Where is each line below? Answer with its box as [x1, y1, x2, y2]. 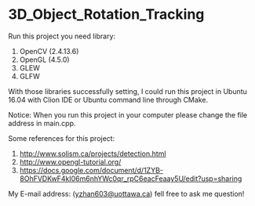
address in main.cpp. [8, 118, 76, 128]
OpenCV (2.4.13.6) [19, 46, 79, 56]
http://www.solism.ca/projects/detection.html [19, 149, 166, 158]
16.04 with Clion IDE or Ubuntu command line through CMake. [8, 95, 209, 104]
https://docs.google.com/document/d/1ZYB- [19, 165, 163, 175]
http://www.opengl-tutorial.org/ [19, 157, 122, 166]
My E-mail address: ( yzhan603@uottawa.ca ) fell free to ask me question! [8, 189, 245, 198]
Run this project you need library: [8, 31, 116, 41]
